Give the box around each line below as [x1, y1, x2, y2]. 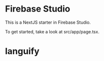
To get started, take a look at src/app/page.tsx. [5, 29, 100, 34]
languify [5, 46, 40, 57]
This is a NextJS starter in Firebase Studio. [5, 19, 91, 25]
